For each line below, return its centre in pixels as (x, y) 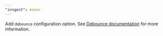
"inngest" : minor (23, 10)
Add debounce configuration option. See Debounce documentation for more (82, 24)
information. (18, 29)
